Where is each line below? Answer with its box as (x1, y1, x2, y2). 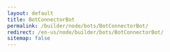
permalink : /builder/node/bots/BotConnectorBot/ (7, 22, 149, 29)
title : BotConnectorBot (7, 16, 75, 23)
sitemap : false (7, 35, 51, 42)
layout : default (7, 9, 53, 17)
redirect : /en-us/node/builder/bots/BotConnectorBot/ (7, 28, 165, 36)
